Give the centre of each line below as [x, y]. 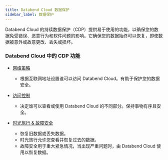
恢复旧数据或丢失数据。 [44, 133]
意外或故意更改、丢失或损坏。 [44, 42]
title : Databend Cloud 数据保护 [37, 10]
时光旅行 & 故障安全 [33, 122]
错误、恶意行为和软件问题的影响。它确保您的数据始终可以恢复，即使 [88, 35]
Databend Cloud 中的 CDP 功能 [43, 56]
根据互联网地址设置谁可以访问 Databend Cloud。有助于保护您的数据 [90, 78]
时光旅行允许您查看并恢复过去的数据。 [59, 139]
